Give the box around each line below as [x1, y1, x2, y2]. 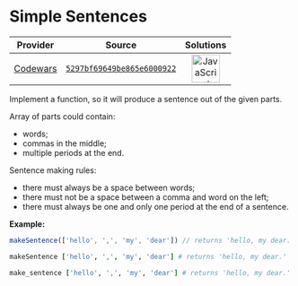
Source [105, 39, 137, 51]
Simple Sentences [9, 6, 148, 27]
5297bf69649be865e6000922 [66, 63, 177, 74]
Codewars [13, 62, 57, 74]
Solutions [185, 39, 227, 51]
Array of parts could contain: [9, 110, 116, 122]
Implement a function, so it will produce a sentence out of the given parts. [9, 93, 283, 104]
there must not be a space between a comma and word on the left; [22, 191, 269, 203]
